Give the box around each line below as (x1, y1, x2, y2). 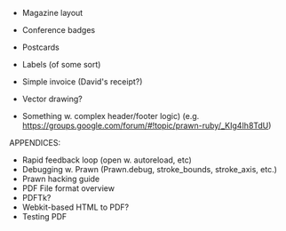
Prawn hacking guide (21, 173, 100, 184)
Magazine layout (21, 8, 83, 18)
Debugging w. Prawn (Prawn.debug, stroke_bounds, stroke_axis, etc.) (21, 164, 278, 174)
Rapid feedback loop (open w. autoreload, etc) (21, 155, 193, 165)
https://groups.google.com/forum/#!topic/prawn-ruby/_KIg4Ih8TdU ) (21, 120, 272, 131)
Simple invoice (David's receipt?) (21, 76, 143, 87)
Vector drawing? (21, 93, 83, 104)
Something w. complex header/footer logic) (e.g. (21, 111, 200, 121)
